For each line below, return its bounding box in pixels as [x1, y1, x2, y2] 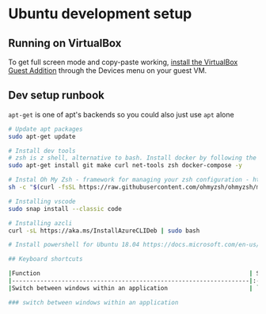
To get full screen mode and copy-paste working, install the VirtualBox [8, 57, 238, 67]
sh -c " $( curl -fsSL [8, 183, 77, 191]
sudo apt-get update [8, 132, 77, 140]
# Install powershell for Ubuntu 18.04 [8, 241, 140, 249]
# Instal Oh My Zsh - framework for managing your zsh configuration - [8, 176, 249, 184]
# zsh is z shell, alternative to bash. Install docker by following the [8, 154, 257, 163]
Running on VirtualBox [8, 36, 122, 50]
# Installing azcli [8, 219, 73, 227]
